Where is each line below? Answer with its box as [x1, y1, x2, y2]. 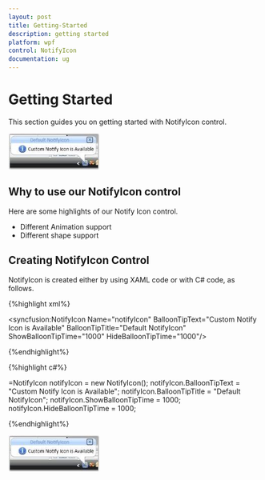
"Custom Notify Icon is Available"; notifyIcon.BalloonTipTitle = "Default [8, 386, 241, 396]
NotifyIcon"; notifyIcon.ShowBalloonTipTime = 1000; [8, 394, 182, 404]
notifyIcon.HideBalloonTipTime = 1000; [8, 403, 136, 413]
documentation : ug [8, 55, 70, 63]
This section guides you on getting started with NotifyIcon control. [8, 117, 227, 126]
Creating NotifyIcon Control [8, 254, 150, 267]
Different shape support [19, 230, 99, 240]
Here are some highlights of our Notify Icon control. [8, 206, 179, 216]
